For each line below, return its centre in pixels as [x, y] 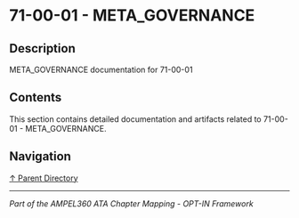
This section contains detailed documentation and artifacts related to [136, 119]
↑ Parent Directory [44, 178]
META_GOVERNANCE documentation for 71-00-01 [101, 69]
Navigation [40, 157]
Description [42, 48]
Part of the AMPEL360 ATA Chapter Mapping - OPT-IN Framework [131, 203]
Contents [36, 97]
